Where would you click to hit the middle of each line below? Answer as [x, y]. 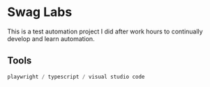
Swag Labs [40, 12]
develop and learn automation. [51, 38]
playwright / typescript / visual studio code [76, 77]
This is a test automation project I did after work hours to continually [105, 31]
